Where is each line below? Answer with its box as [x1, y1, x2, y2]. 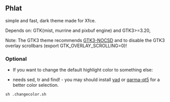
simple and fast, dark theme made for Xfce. [5, 17, 96, 23]
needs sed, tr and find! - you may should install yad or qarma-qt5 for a [12, 77, 160, 83]
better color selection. [12, 82, 59, 88]
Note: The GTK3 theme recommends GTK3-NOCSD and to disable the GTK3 [5, 37, 165, 43]
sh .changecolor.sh [5, 92, 47, 97]
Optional [5, 55, 27, 62]
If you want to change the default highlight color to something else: [12, 67, 153, 73]
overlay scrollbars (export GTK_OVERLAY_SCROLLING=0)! [5, 43, 127, 49]
